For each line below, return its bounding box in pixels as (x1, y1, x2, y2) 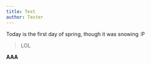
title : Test (6, 8, 36, 15)
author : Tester (6, 14, 44, 20)
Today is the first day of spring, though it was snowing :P (6, 30, 145, 37)
